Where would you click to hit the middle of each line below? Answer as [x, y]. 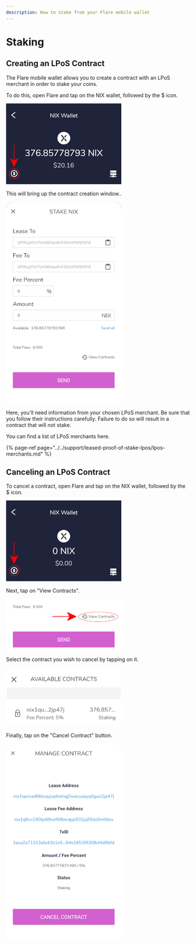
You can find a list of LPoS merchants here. [58, 436]
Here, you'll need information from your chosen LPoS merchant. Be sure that [98, 412]
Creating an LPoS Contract [55, 63]
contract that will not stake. [39, 425]
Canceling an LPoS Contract [58, 472]
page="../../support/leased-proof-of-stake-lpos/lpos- [101, 447]
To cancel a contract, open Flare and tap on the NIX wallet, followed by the [96, 486]
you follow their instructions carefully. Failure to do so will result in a [87, 419]
